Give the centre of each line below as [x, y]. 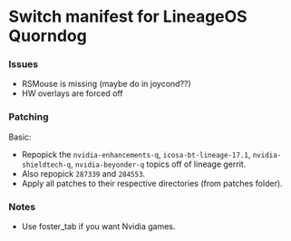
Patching [29, 117]
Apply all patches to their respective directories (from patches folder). [152, 183]
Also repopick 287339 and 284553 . [83, 173]
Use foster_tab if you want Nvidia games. [98, 227]
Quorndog [48, 36]
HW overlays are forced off [72, 93]
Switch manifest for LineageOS [128, 17]
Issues [24, 64]
